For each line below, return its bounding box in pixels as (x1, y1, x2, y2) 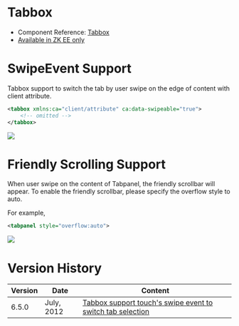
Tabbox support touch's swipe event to (83, 297, 213, 307)
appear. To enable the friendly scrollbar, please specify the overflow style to (7, 187, 230, 196)
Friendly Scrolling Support (7, 156, 166, 172)
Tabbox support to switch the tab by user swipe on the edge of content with (7, 83, 230, 93)
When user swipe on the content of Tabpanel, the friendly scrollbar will (7, 180, 216, 188)
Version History (7, 260, 102, 276)
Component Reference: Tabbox (17, 28, 110, 36)
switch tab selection (83, 307, 150, 317)
